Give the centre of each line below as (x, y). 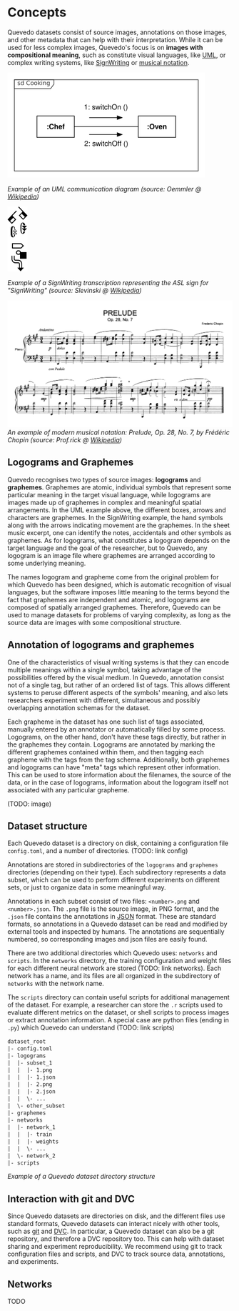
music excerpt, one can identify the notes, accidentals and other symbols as (119, 532)
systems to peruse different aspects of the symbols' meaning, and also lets (118, 692)
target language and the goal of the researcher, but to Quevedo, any (108, 548)
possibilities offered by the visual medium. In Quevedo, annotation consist (116, 677)
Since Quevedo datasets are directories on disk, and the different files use (116, 1216)
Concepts (37, 13)
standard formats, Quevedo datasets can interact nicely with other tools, (114, 1224)
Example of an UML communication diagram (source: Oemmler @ (105, 189)
